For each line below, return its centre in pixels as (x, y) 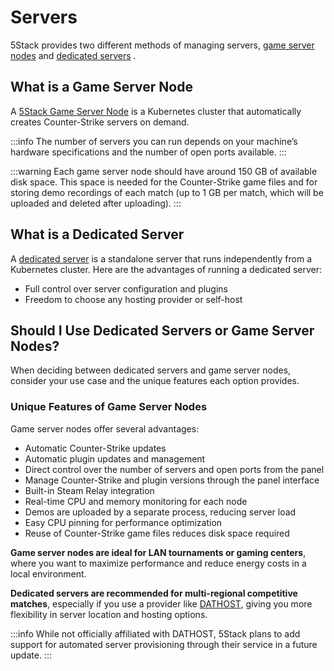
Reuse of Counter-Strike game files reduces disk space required (157, 533)
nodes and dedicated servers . (73, 55)
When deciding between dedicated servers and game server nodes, (151, 370)
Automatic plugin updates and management (115, 458)
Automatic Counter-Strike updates (95, 448)
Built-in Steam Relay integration (89, 490)
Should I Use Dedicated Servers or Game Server (162, 330)
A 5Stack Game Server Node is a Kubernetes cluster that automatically (156, 111)
